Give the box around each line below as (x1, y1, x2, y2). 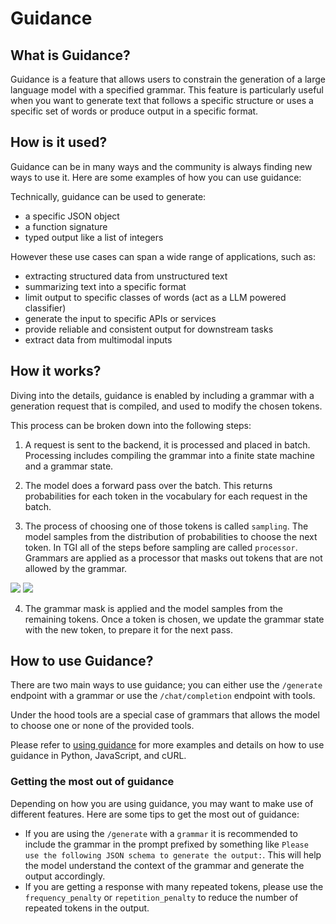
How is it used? (10, 134, 108, 151)
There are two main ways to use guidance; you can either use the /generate (10, 679, 323, 691)
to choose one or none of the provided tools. (10, 720, 195, 732)
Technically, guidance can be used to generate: (10, 190, 207, 202)
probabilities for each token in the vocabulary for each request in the (24, 490, 308, 502)
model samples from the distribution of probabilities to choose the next (24, 530, 318, 542)
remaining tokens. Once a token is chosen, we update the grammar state (24, 613, 325, 625)
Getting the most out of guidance (10, 775, 175, 789)
